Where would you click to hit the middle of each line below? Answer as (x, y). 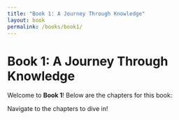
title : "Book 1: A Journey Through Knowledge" (76, 14)
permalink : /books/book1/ (45, 27)
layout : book (26, 20)
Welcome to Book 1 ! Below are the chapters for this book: (90, 96)
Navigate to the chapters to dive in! (58, 109)
